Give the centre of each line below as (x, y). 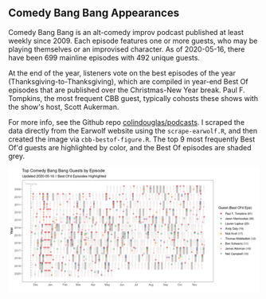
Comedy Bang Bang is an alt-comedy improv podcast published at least (126, 32)
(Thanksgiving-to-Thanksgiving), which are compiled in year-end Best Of (128, 81)
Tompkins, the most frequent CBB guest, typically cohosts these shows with (133, 98)
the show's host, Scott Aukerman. (64, 107)
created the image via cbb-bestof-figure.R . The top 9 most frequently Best (132, 139)
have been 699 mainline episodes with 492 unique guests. (104, 57)
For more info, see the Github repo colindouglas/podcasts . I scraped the (127, 122)
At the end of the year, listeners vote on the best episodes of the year (122, 73)
